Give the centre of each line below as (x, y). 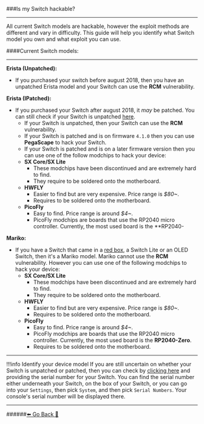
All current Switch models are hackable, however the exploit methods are (98, 26)
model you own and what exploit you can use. (64, 39)
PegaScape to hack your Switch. (65, 142)
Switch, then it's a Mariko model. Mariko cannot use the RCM (92, 256)
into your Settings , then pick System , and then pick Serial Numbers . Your (97, 390)
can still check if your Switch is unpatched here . (75, 117)
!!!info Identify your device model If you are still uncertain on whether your (99, 364)
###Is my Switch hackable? (41, 9)
